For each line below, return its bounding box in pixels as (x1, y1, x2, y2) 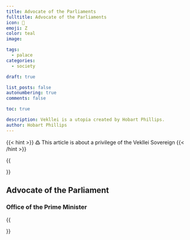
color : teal (6, 31, 35, 37)
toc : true (6, 106, 31, 112)
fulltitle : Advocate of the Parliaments (6, 14, 107, 20)
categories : (6, 57, 35, 64)
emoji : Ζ (6, 25, 28, 31)
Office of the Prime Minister (6, 203, 87, 211)
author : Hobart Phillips (6, 122, 67, 128)
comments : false (6, 96, 46, 101)
